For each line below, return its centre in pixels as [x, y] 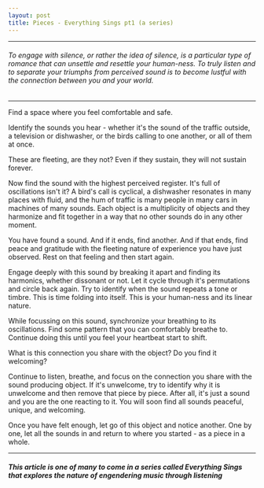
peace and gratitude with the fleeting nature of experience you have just [125, 248]
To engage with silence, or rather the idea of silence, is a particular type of [130, 55]
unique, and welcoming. [47, 409]
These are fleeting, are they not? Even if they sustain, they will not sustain [127, 159]
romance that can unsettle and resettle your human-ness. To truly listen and [132, 64]
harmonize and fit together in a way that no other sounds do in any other [126, 216]
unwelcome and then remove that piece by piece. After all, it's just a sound [129, 393]
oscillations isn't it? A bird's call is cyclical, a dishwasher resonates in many [130, 191]
